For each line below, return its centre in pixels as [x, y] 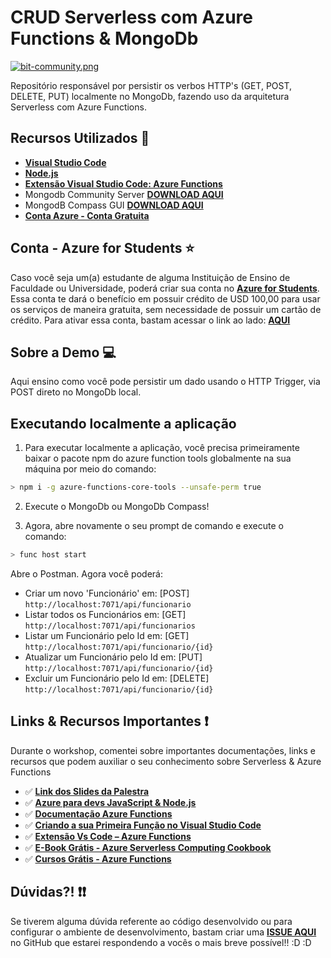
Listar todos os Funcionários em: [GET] [105, 614]
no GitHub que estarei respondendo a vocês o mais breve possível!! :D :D [161, 942]
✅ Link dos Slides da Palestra [87, 791]
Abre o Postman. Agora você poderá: [86, 573]
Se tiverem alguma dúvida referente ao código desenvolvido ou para [151, 921]
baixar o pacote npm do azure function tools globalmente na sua [158, 458]
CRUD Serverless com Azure [131, 17]
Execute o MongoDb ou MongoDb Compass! [117, 507]
